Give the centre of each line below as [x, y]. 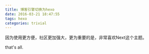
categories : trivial [26, 23]
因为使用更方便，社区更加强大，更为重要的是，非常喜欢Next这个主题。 [76, 37]
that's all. [14, 47]
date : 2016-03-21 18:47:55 [32, 14]
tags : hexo [16, 18]
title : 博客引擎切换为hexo [30, 9]
